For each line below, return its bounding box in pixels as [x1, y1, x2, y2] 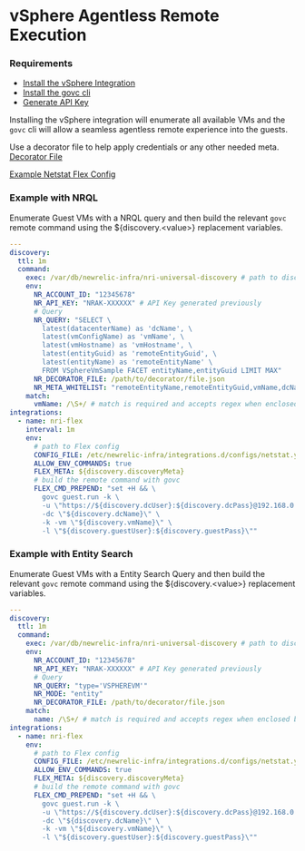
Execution [9, 24, 87, 45]
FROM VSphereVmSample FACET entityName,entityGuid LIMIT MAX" [42, 366, 282, 375]
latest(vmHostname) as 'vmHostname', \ [42, 341, 193, 350]
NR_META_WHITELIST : [33, 383, 107, 392]
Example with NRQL [9, 191, 98, 204]
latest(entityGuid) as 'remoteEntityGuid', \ [42, 349, 218, 358]
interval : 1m [25, 425, 75, 435]
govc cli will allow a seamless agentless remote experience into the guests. [9, 124, 289, 135]
